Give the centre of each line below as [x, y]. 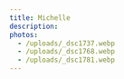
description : [34, 26]
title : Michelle [40, 18]
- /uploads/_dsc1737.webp [67, 43]
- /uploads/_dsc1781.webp [67, 60]
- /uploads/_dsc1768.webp [67, 52]
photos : [24, 35]
